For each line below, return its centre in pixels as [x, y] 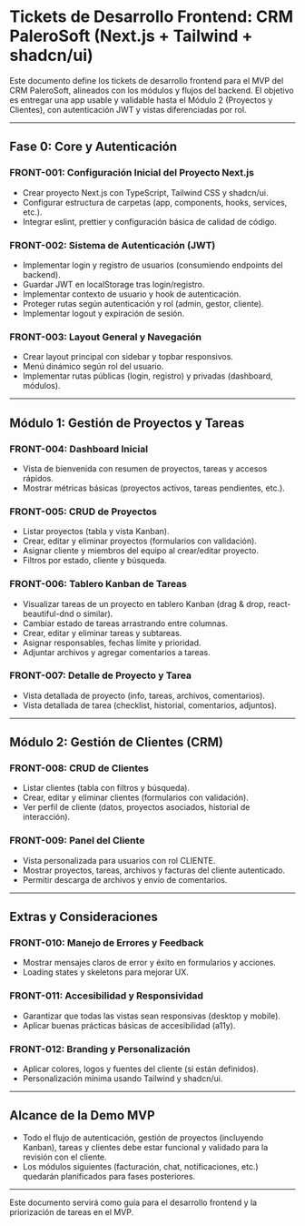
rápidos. [38, 478]
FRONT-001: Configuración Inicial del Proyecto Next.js [132, 173]
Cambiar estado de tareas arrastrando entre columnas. [125, 623]
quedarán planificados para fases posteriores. [109, 1176]
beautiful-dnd [48, 613]
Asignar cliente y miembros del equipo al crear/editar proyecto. [140, 551]
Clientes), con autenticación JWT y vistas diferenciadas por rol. [128, 109]
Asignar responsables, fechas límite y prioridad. [112, 643]
